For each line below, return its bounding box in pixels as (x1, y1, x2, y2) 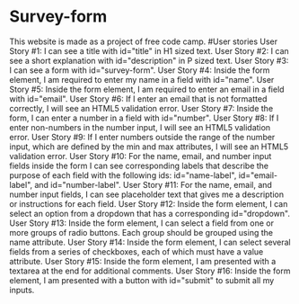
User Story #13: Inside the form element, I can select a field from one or (9, 218, 274, 228)
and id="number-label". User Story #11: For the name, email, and (34, 179, 272, 190)
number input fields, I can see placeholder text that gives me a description (9, 189, 285, 200)
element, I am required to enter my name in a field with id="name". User (9, 74, 275, 85)
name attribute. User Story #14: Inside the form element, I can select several (9, 237, 291, 247)
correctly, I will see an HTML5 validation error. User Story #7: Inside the (9, 103, 274, 113)
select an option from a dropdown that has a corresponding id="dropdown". (9, 208, 290, 219)
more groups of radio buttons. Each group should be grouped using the (9, 227, 274, 237)
